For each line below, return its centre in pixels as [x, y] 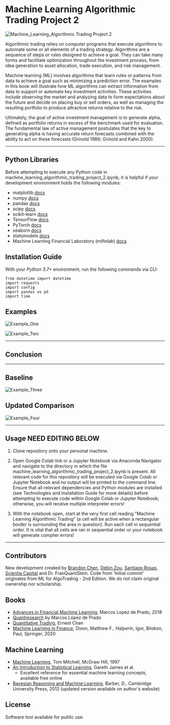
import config [20, 287]
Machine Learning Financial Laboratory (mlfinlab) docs [70, 241]
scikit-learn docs [30, 214]
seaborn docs [27, 230]
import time [18, 296]
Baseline [19, 377]
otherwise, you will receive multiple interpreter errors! [69, 503]
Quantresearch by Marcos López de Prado [57, 618]
